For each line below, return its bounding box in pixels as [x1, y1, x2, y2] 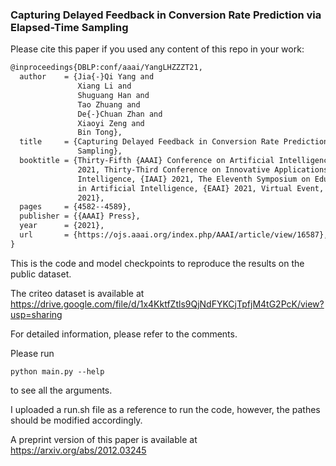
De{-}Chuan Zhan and [77, 109, 163, 119]
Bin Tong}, [77, 128, 123, 138]
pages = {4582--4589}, [19, 202, 132, 212]
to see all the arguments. [10, 384, 113, 396]
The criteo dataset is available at [10, 287, 145, 299]
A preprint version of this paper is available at [10, 433, 198, 445]
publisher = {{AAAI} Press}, [19, 211, 141, 222]
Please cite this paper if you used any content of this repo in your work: [10, 43, 305, 55]
